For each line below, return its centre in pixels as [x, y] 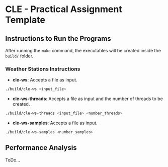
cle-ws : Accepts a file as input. [45, 80]
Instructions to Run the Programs [58, 38]
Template [25, 20]
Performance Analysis [41, 148]
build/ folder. [19, 56]
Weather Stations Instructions [43, 69]
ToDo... [13, 160]
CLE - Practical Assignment [64, 9]
